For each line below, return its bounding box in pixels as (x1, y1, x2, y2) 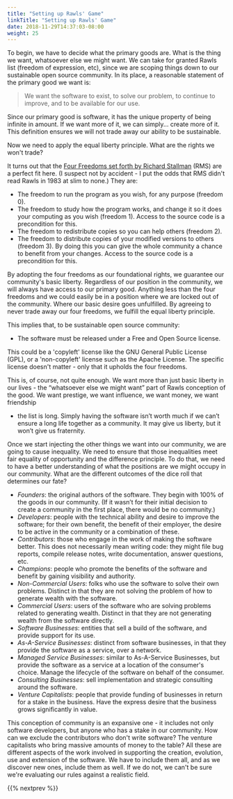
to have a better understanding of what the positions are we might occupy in (7, 463, 226, 471)
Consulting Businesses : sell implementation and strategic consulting (17, 676, 214, 684)
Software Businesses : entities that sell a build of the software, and (17, 624, 207, 633)
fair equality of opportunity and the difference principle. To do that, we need (7, 455, 225, 463)
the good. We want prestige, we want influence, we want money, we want (7, 391, 219, 399)
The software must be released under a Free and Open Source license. (17, 334, 221, 343)
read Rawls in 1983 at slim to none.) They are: (7, 177, 138, 185)
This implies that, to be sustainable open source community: (7, 321, 180, 329)
